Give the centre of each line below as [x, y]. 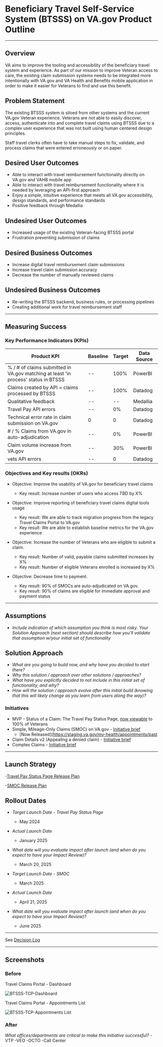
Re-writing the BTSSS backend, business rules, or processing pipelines [83, 302]
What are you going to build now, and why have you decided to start [81, 665]
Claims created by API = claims [43, 387]
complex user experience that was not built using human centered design [78, 128]
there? [18, 670]
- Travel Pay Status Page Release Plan [42, 776]
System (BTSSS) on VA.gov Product [78, 19]
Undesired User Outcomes [46, 221]
